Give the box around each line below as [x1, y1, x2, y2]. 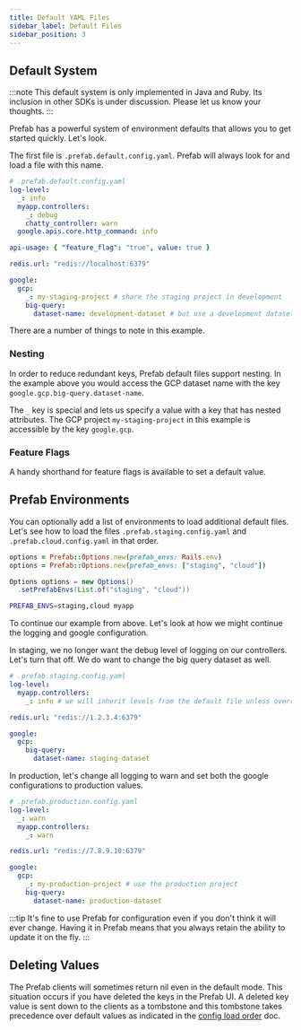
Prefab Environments [9, 493, 130, 508]
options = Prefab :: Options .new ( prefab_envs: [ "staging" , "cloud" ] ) [9, 561, 267, 570]
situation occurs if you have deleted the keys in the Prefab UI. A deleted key [9, 991, 289, 1001]
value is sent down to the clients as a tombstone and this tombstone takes [9, 1000, 282, 1011]
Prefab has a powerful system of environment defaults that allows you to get [9, 123, 291, 135]
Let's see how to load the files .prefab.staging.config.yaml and [9, 526, 247, 537]
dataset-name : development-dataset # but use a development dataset [32, 309, 295, 319]
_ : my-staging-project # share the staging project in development [25, 292, 282, 301]
